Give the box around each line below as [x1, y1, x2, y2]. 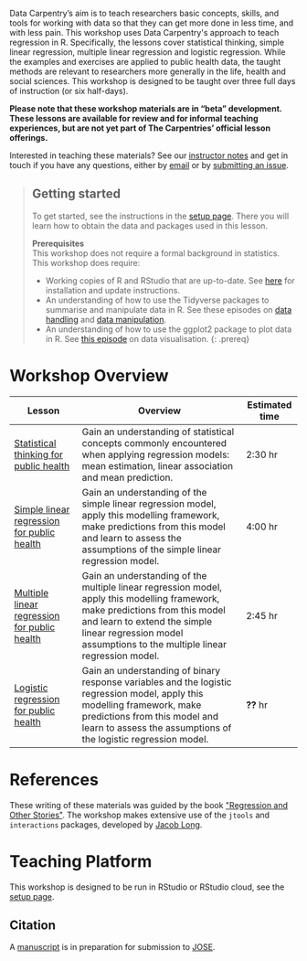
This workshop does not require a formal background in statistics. [31, 247, 281, 259]
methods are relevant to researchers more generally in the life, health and [9, 66, 286, 77]
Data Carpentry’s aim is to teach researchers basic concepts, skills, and [9, 8, 280, 18]
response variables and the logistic [81, 676, 232, 689]
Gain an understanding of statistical [81, 425, 235, 438]
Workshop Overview [9, 366, 169, 386]
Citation [9, 918, 57, 934]
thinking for [14, 448, 64, 461]
